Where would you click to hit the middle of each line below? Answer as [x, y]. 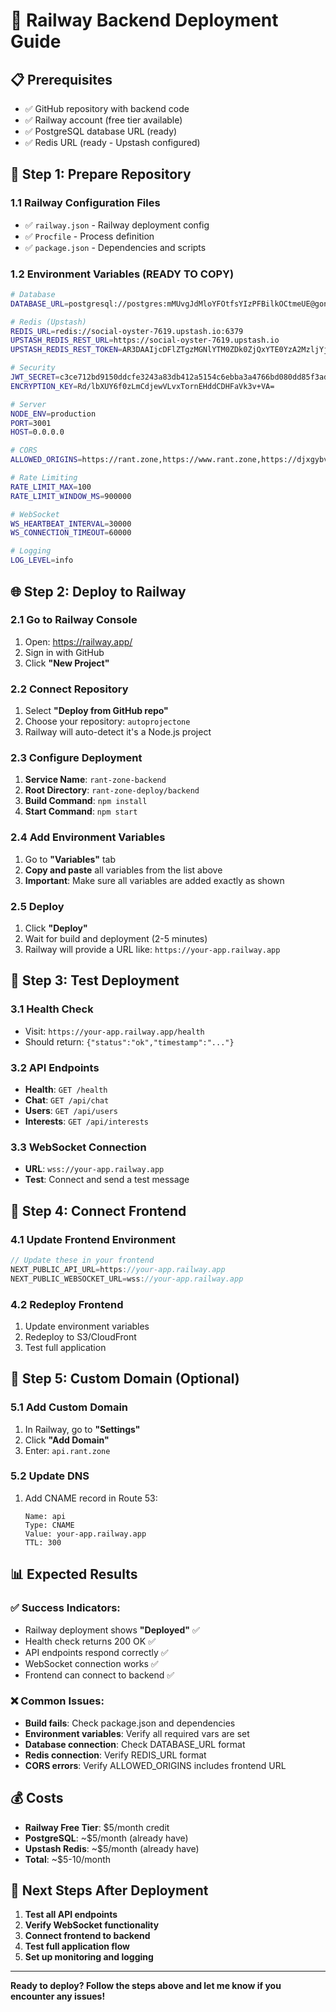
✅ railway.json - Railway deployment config [117, 225]
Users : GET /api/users [71, 1110]
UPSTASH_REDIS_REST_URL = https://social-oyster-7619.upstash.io [145, 340]
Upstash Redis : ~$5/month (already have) [112, 1848]
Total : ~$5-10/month [68, 1859]
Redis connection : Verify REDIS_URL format [115, 1755]
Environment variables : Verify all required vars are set [137, 1733]
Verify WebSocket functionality [92, 1925]
